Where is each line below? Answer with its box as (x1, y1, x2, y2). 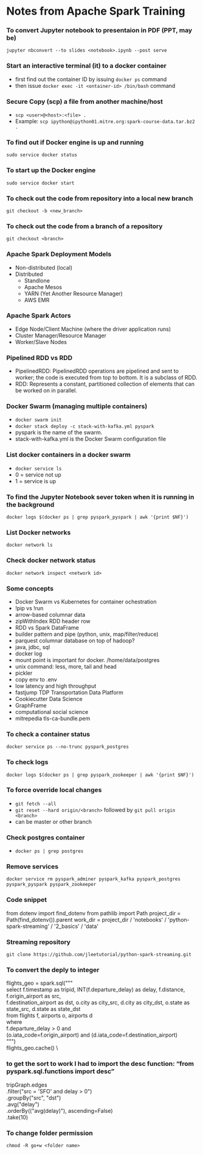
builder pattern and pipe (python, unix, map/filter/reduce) (15, 630, 159, 638)
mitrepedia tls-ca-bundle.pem (15, 714, 91, 722)
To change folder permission (6, 1129, 93, 1137)
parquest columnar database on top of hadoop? (15, 636, 135, 644)
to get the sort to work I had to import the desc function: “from (6, 1060, 194, 1068)
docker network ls (6, 542, 53, 549)
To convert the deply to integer (6, 965, 100, 974)
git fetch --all (15, 801, 57, 807)
